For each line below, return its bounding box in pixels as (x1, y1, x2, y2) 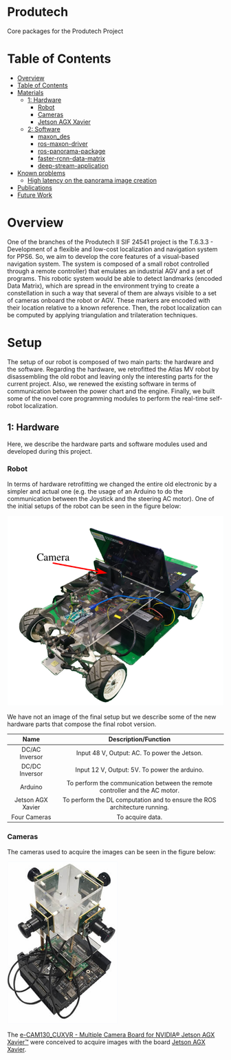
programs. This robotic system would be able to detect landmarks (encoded (7, 274, 222, 282)
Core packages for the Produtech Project (7, 27, 124, 35)
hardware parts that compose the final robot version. (7, 720, 157, 728)
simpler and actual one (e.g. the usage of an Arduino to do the (7, 487, 184, 496)
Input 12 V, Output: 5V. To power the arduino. (75, 765, 204, 774)
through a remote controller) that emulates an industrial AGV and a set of (7, 266, 213, 275)
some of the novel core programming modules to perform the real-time (7, 394, 208, 403)
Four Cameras (11, 813, 52, 821)
